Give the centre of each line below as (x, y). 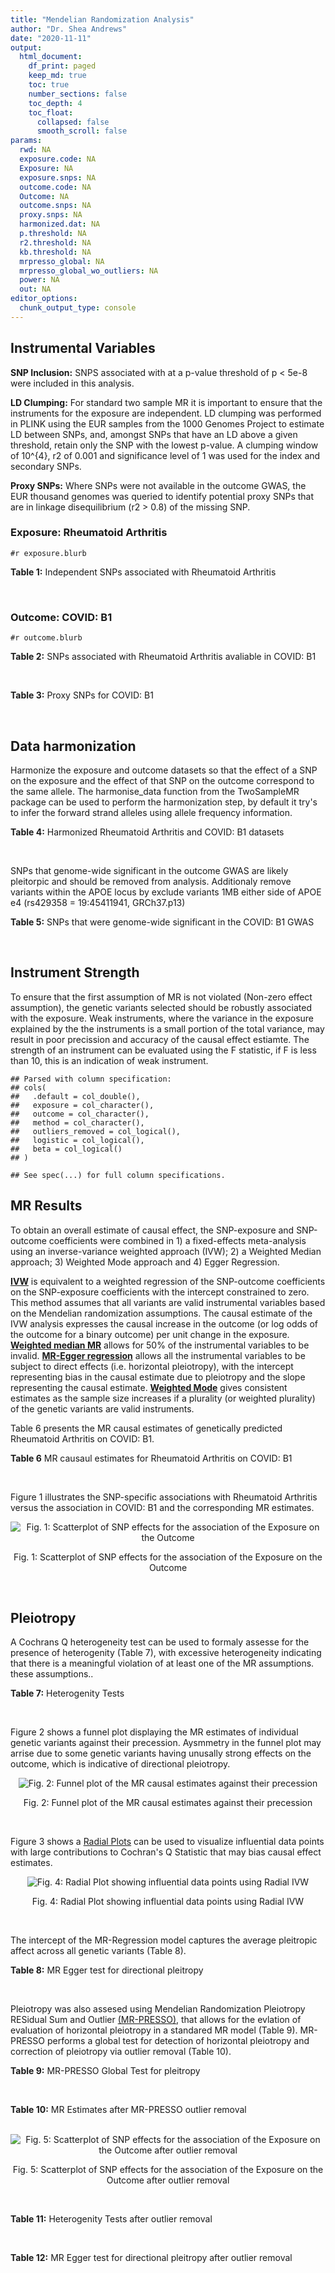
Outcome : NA (44, 196)
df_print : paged (62, 66)
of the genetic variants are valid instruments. (102, 1408)
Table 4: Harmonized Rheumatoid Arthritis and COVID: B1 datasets (147, 832)
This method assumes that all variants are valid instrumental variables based (168, 1302)
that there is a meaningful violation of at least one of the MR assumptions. (162, 1663)
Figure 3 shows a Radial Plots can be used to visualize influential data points (167, 1842)
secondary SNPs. (46, 466)
